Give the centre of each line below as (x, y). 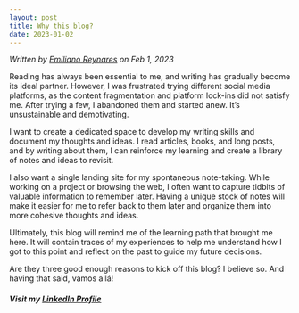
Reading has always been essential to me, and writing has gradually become (150, 77)
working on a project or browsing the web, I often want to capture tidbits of (147, 187)
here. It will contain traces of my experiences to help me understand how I (146, 243)
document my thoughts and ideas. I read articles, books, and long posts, (142, 141)
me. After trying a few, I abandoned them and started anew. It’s (125, 105)
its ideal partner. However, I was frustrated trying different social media (140, 86)
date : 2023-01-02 (42, 34)
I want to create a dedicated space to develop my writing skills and (132, 132)
